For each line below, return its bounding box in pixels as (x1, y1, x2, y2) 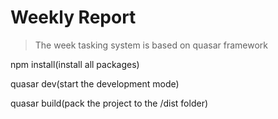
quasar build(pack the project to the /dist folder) (10, 97, 209, 109)
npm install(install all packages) (10, 58, 140, 70)
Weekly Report (10, 6, 137, 29)
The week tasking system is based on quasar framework (34, 39, 268, 51)
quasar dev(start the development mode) (10, 77, 180, 90)
